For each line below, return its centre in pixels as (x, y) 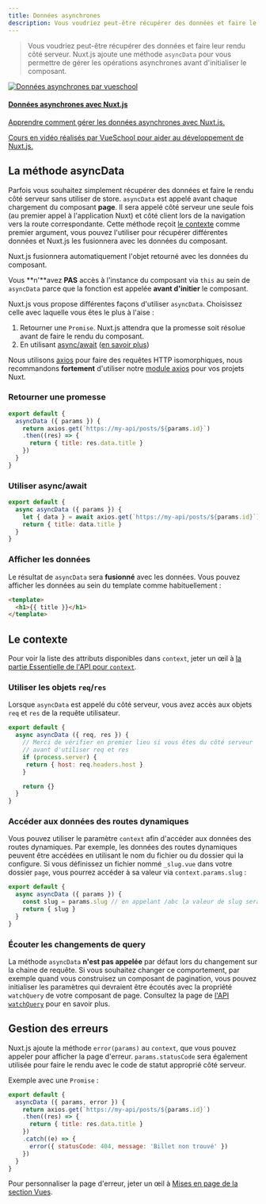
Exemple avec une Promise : (53, 1080)
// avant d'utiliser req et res (76, 750)
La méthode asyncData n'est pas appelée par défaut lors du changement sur (133, 961)
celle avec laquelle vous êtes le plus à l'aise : (81, 312)
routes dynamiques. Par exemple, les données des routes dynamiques (123, 847)
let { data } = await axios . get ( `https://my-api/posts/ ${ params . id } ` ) (141, 517)
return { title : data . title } (72, 524)
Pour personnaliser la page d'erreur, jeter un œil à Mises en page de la (123, 1183)
